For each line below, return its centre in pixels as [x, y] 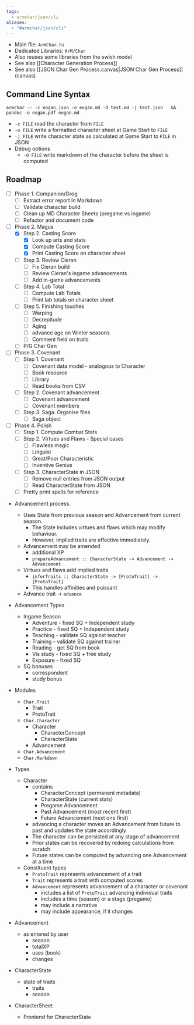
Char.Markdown [40, 758]
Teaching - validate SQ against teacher [79, 635]
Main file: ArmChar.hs [39, 45]
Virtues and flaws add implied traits [66, 570]
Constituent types [45, 867]
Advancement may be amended [62, 546]
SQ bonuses [38, 666]
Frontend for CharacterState [57, 1017]
